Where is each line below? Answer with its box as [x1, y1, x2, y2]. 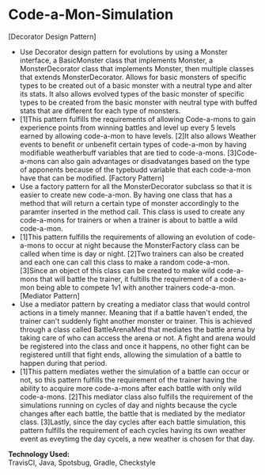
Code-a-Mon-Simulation [8, 6, 174, 24]
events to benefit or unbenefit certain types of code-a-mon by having [19, 139, 247, 149]
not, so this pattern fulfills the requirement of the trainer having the [19, 374, 237, 385]
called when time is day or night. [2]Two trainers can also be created [19, 249, 244, 258]
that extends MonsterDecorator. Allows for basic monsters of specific [19, 72, 247, 82]
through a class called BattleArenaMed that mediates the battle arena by [19, 325, 256, 334]
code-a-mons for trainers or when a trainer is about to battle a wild [19, 215, 238, 225]
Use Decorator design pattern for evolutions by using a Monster [19, 47, 228, 56]
